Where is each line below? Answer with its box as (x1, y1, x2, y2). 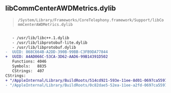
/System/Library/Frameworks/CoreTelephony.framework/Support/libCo (17, 17, 164, 22)
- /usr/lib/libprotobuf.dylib (12, 45, 76, 50)
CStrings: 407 (12, 68, 44, 73)
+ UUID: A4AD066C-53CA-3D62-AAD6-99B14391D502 (5, 54, 108, 59)
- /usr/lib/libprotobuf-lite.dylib (12, 40, 88, 45)
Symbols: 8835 (12, 64, 47, 69)
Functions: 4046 (12, 59, 47, 64)
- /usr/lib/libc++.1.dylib (12, 35, 70, 40)
